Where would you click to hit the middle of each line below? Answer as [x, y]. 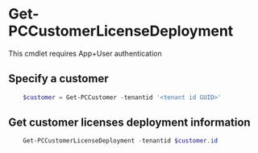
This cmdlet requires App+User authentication [85, 53]
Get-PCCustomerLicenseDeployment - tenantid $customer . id [121, 141]
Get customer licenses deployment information [130, 123]
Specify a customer [58, 79]
